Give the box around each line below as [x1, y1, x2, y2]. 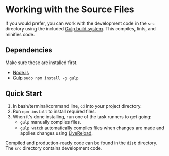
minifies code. [5, 31, 35, 37]
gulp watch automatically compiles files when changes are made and [20, 124, 164, 131]
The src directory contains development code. [5, 145, 103, 151]
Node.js [12, 69, 29, 75]
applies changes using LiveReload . [20, 130, 93, 136]
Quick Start [5, 89, 42, 98]
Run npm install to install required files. [12, 108, 96, 114]
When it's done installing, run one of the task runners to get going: [12, 113, 152, 120]
